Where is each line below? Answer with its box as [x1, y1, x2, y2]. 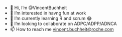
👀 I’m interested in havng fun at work [10, 10, 86, 16]
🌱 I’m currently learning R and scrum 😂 [10, 15, 92, 21]
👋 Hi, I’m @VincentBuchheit [10, 5, 67, 10]
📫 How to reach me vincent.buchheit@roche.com [10, 26, 114, 32]
